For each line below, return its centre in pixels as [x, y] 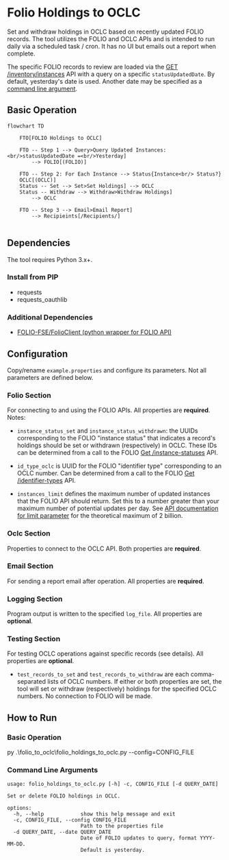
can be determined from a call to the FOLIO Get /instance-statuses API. [118, 453]
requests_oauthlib [42, 299]
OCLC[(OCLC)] [38, 180]
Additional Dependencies [50, 317]
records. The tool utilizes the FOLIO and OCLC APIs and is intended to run [111, 38]
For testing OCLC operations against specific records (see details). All [105, 654]
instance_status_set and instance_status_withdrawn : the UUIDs [107, 431]
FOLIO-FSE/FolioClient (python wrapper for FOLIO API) [94, 332]
